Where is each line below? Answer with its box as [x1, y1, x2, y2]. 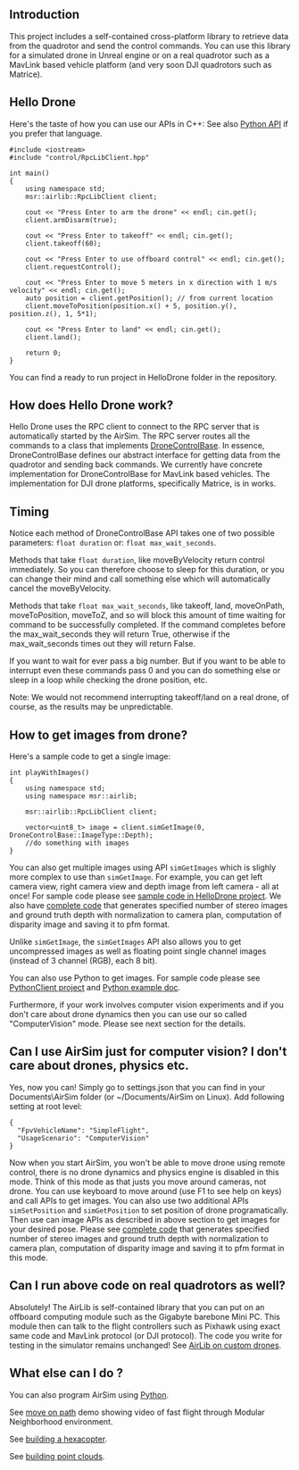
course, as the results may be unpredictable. [9, 701, 174, 713]
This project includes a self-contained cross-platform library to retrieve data [9, 30, 289, 41]
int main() [9, 169, 50, 178]
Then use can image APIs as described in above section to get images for [9, 1214, 280, 1224]
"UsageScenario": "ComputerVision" [17, 1133, 150, 1142]
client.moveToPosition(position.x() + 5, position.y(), [25, 301, 238, 311]
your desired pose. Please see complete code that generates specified [9, 1224, 270, 1234]
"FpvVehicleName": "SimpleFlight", [17, 1125, 150, 1135]
